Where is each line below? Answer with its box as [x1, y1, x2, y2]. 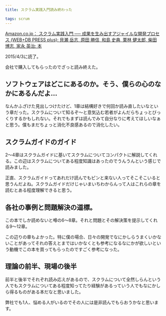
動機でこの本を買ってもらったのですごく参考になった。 [9, 246, 122, 252]
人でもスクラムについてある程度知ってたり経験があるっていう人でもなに [5, 282, 152, 288]
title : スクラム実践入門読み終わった [5, 7, 73, 12]
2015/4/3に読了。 [5, 53, 41, 60]
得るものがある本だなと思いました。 [9, 289, 83, 295]
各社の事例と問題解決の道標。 [5, 203, 97, 211]
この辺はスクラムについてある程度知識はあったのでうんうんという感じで [13, 158, 161, 164]
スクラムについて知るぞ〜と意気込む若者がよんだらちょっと [31, 110, 153, 116]
